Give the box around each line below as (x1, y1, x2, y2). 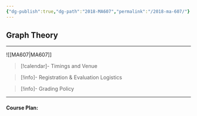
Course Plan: (6, 104, 39, 111)
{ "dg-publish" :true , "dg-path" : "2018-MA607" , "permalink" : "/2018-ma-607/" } (6, 8, 191, 15)
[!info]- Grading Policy (20, 86, 74, 93)
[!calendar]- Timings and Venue (20, 63, 98, 70)
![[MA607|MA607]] (6, 51, 52, 59)
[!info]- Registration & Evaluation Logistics (20, 74, 123, 81)
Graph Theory (6, 30, 59, 40)
